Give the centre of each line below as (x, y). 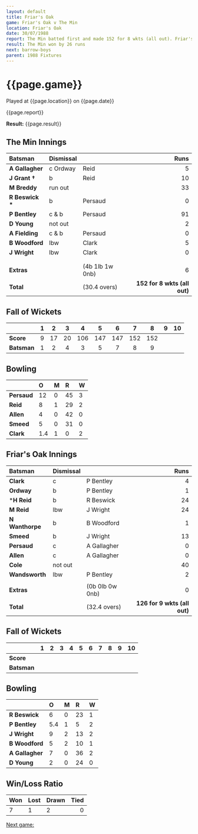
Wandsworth (27, 574)
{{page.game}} (44, 85)
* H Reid (20, 500)
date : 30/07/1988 (27, 34)
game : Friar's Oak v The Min (42, 22)
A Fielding (24, 233)
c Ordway (62, 168)
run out (59, 188)
